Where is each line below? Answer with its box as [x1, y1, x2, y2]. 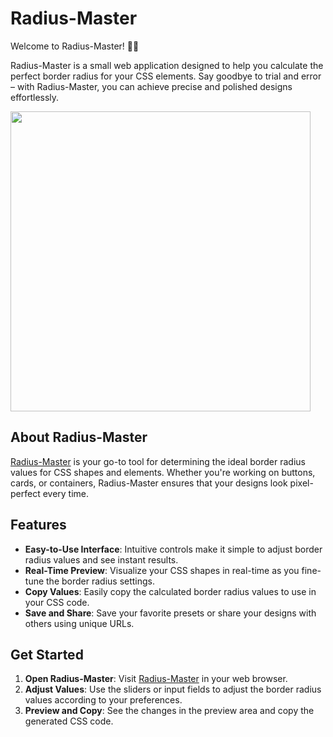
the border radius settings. [46, 575, 156, 587]
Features [10, 517, 67, 534]
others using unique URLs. [24, 617, 135, 629]
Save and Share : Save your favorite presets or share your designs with [24, 607, 317, 619]
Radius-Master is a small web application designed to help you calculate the [10, 59, 324, 71]
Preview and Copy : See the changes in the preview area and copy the [24, 705, 315, 717]
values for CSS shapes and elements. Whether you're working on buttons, [10, 466, 316, 478]
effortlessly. [10, 91, 60, 103]
